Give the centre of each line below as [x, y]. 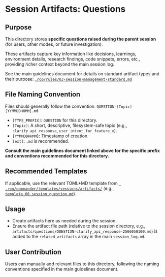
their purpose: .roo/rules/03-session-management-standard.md [68, 79]
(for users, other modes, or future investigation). [54, 44]
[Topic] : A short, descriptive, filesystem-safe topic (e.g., [69, 125]
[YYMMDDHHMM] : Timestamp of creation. [50, 136]
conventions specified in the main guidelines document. [62, 269]
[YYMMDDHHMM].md [22, 111]
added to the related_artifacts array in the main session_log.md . [79, 237]
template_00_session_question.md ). [41, 193]
